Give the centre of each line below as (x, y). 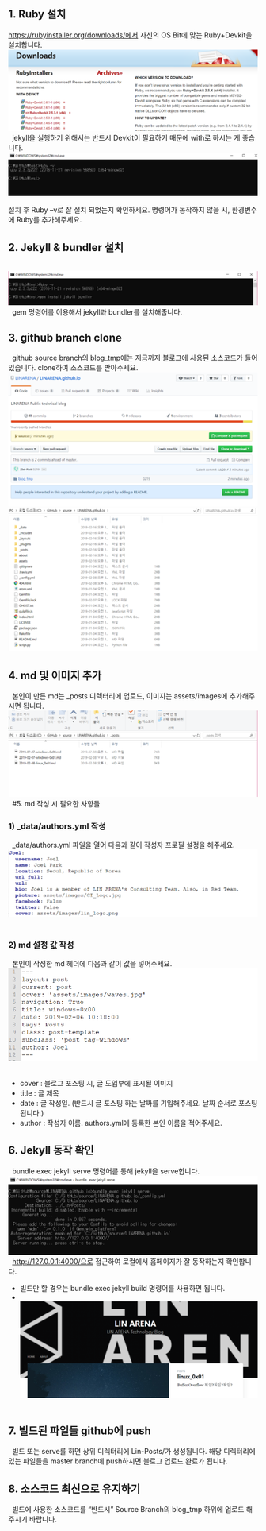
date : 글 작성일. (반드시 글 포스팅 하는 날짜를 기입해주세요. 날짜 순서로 (128, 1103)
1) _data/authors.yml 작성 (57, 826)
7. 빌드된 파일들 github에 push (80, 1430)
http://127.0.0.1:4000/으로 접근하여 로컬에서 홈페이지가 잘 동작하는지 (118, 1262)
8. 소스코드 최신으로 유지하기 (74, 1488)
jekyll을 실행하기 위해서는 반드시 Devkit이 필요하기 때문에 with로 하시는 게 (126, 138)
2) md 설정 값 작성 (41, 945)
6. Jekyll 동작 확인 (51, 1150)
